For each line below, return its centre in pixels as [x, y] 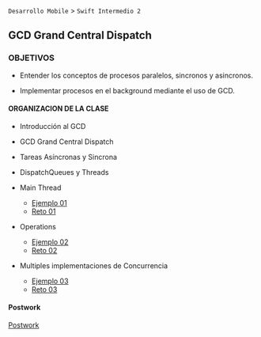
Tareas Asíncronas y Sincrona [68, 157]
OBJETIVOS [32, 58]
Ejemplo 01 [49, 203]
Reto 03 [44, 289]
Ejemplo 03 [50, 281]
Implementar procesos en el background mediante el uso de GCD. [127, 90]
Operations [38, 226]
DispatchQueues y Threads [64, 172]
